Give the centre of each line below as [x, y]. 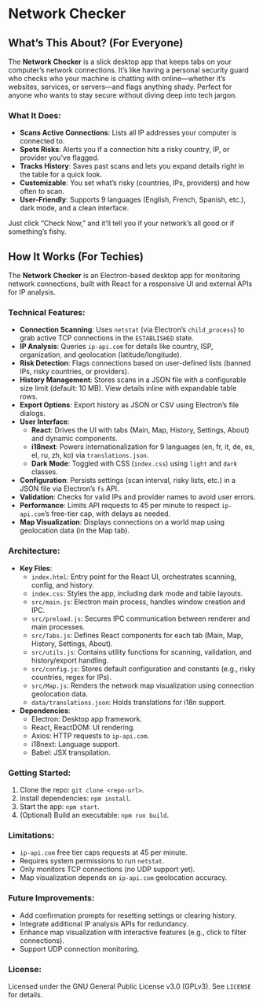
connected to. [42, 141]
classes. [45, 472]
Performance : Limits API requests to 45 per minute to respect [119, 506]
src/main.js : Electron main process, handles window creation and [138, 601]
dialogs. [32, 414]
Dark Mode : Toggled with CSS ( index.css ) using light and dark [134, 464]
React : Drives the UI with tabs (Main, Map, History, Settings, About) [140, 430]
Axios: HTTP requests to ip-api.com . [90, 735]
